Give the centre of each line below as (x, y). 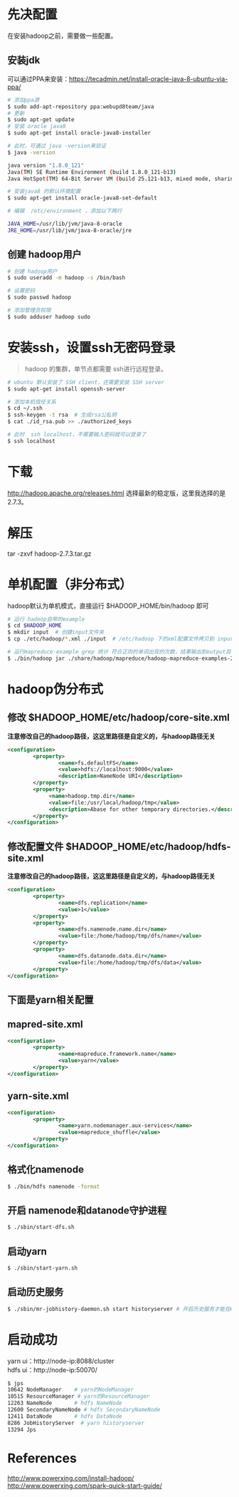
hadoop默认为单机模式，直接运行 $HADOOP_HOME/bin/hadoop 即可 (108, 606)
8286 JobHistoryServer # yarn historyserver (76, 1423)
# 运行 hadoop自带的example (46, 619)
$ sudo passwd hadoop (39, 297)
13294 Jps (22, 1429)
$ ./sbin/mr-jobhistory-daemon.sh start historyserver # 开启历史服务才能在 (119, 1309)
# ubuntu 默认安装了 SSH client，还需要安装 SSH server (86, 382)
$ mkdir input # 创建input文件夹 (56, 632)
